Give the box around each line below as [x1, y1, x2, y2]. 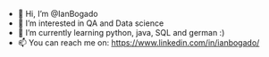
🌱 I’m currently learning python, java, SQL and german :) [17, 28, 225, 37]
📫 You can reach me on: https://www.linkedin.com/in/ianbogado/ [17, 37, 260, 48]
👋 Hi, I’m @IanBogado [17, 9, 98, 19]
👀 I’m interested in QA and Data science [17, 18, 164, 28]
